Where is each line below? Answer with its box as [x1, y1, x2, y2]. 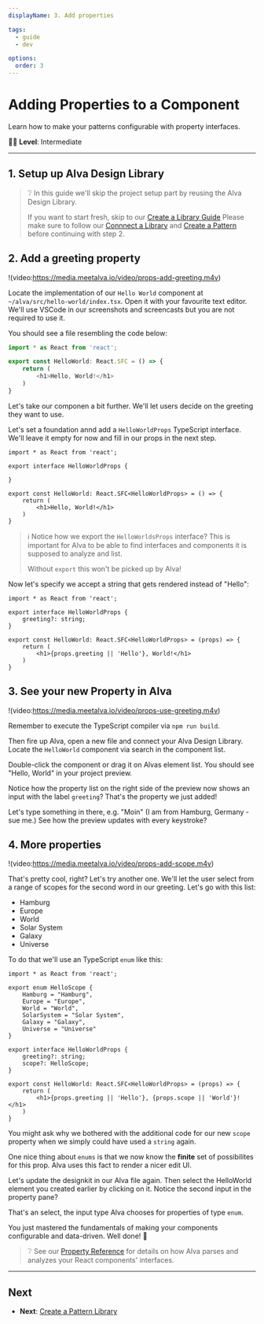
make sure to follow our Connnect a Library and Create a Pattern [27, 220, 237, 230]
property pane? [8, 1193, 59, 1202]
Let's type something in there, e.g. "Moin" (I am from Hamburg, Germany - [8, 807, 250, 816]
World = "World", [22, 1004, 79, 1012]
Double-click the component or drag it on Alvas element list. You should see [8, 760, 255, 769]
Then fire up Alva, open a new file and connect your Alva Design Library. [8, 736, 244, 745]
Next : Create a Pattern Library [19, 1307, 118, 1316]
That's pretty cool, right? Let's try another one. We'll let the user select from [8, 875, 254, 884]
